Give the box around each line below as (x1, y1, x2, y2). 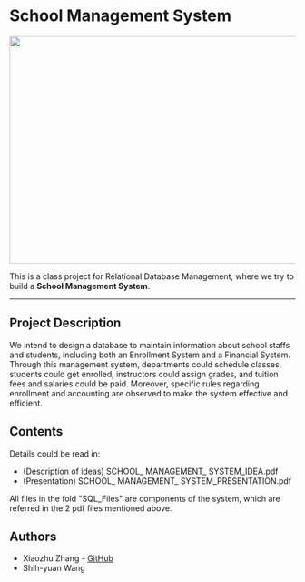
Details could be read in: (9, 447, 101, 459)
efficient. (9, 397, 43, 408)
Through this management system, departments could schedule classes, (9, 358, 282, 369)
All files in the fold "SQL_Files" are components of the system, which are (9, 493, 280, 504)
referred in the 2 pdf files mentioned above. (9, 502, 172, 514)
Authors (9, 528, 57, 544)
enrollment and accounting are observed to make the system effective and (9, 387, 289, 398)
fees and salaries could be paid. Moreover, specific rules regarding (9, 378, 261, 389)
